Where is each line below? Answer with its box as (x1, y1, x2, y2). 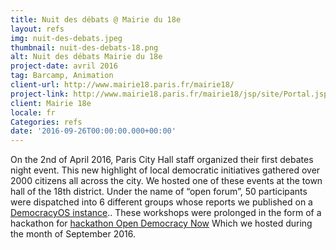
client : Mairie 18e (10, 98, 92, 108)
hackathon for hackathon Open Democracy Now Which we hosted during (10, 217, 313, 230)
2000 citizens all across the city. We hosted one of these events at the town (10, 175, 323, 187)
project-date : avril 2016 (10, 61, 118, 71)
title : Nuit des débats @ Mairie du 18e (10, 14, 182, 25)
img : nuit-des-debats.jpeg (10, 33, 123, 43)
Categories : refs (10, 117, 83, 127)
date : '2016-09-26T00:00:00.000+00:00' (10, 126, 177, 136)
